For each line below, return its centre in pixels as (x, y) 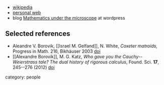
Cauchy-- (133, 56)
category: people (23, 77)
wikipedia (22, 7)
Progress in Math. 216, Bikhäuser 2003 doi (56, 51)
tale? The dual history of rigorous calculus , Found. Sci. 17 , (99, 62)
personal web (27, 13)
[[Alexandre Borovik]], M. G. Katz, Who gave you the (67, 56)
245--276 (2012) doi (33, 67)
